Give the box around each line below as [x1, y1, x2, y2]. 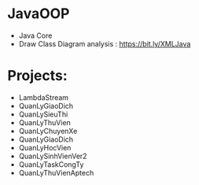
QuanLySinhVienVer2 [18, 151, 87, 161]
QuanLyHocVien [18, 142, 72, 152]
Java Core [18, 31, 53, 40]
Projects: [7, 67, 68, 85]
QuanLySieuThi [18, 109, 68, 119]
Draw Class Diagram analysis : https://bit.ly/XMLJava [18, 39, 191, 48]
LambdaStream [18, 92, 68, 102]
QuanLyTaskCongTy [18, 159, 84, 169]
